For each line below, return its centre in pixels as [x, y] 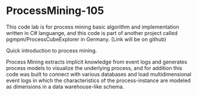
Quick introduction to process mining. [51, 50]
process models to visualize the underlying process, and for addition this [94, 68]
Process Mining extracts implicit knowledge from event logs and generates [97, 62]
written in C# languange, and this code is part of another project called [92, 33]
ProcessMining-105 [55, 11]
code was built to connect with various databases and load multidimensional [99, 74]
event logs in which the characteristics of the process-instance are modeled [98, 80]
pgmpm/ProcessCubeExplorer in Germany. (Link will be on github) [86, 39]
